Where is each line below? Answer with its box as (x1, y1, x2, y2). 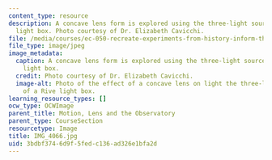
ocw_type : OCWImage (8, 102, 74, 110)
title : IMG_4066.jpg (8, 132, 79, 140)
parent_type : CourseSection (8, 117, 104, 125)
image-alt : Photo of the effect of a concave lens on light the (15, 79, 237, 87)
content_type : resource (8, 11, 89, 20)
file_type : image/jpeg (8, 42, 85, 50)
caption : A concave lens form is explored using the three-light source (15, 57, 266, 65)
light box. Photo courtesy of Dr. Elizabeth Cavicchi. (15, 27, 205, 35)
